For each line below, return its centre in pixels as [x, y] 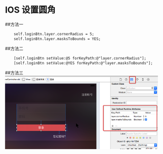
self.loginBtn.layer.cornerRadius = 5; [54, 34]
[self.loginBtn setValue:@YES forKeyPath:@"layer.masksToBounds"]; [83, 63]
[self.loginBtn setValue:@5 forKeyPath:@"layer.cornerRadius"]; [80, 58]
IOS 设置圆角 [30, 10]
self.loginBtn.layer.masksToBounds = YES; [57, 39]
